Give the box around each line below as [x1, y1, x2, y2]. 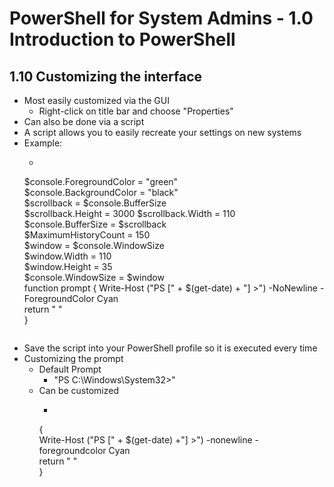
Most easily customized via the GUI [23, 95, 170, 106]
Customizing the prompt [23, 353, 124, 364]
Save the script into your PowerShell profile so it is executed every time [23, 342, 318, 354]
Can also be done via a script [23, 116, 145, 127]
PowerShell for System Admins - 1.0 [9, 7, 314, 30]
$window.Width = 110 [23, 250, 112, 262]
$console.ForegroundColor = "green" [23, 176, 179, 187]
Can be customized [38, 385, 119, 396]
